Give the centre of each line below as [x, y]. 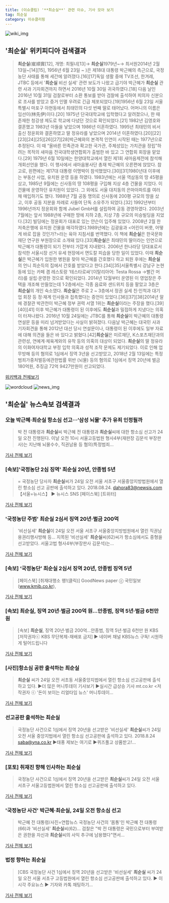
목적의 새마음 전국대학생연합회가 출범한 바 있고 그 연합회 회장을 [89, 152]
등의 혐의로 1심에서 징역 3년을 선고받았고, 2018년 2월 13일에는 [92, 354]
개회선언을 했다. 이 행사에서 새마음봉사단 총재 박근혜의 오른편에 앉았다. [87, 165]
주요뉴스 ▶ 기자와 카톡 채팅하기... [60, 884]
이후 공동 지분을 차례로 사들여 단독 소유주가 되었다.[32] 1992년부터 [90, 203]
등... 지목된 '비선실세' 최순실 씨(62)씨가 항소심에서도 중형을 [105, 537]
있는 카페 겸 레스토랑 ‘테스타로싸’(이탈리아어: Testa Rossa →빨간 [91, 272]
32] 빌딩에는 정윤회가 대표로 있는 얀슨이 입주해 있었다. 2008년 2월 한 [93, 221]
